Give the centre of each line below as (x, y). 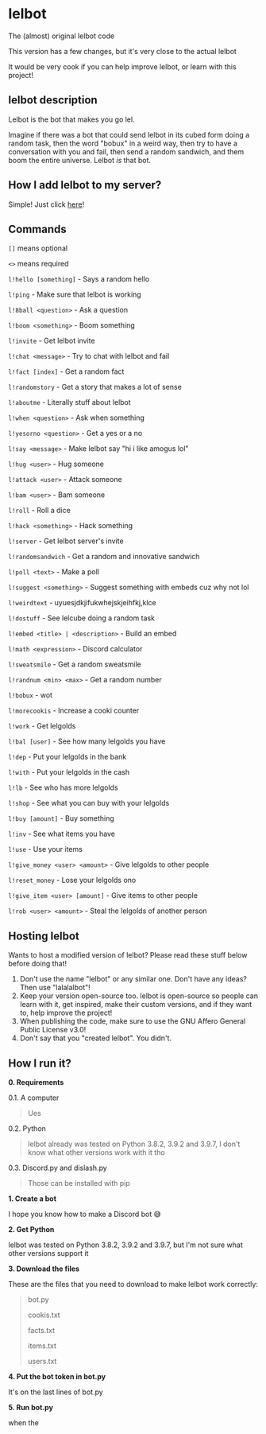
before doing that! (38, 964)
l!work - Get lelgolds (42, 726)
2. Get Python (31, 1229)
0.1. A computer (34, 1098)
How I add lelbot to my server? (85, 185)
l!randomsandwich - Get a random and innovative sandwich (104, 557)
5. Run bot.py (31, 1407)
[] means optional (38, 248)
